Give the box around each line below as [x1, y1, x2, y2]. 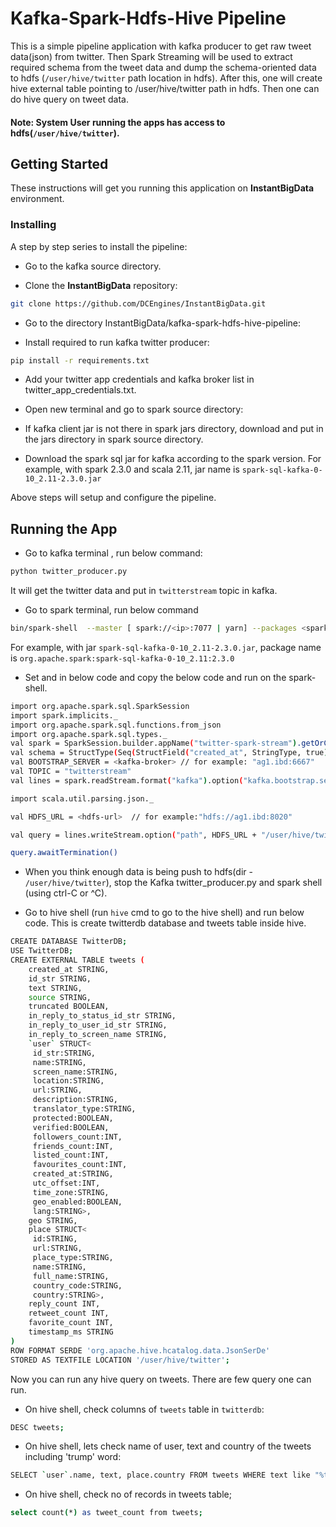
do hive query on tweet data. [10, 93, 129, 105]
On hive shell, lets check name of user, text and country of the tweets [24, 1440, 312, 1452]
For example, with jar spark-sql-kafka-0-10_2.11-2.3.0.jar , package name [10, 641, 322, 653]
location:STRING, [32, 1076, 105, 1086]
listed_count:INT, [32, 1150, 110, 1161]
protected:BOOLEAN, [32, 1113, 114, 1123]
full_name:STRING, [32, 1271, 110, 1281]
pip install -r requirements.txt [10, 355, 150, 366]
